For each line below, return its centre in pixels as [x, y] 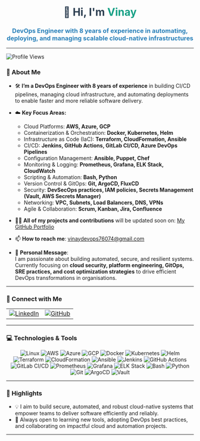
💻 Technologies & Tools [42, 338]
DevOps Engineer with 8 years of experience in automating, [100, 31]
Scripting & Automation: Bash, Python [70, 177]
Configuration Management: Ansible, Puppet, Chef [87, 158]
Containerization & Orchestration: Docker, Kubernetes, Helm [99, 132]
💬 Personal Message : [41, 252]
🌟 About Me [24, 72]
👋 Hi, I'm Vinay [100, 12]
